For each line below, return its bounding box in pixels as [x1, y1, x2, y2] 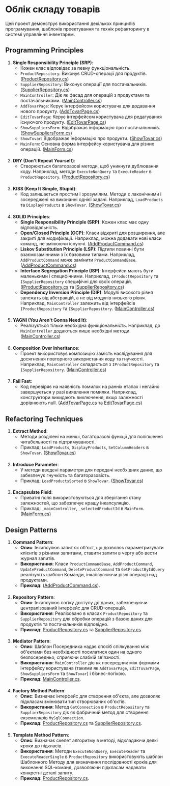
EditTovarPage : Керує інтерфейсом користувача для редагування [20, 114, 162, 120]
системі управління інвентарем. [5, 31, 75, 37]
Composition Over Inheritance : [12, 345, 80, 351]
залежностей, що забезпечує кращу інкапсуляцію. [20, 500, 130, 506]
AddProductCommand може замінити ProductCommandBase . [20, 257, 137, 263]
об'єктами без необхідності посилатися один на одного [20, 649, 142, 655]
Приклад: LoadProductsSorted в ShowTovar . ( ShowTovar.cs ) [20, 478, 144, 484]
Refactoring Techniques [5, 414, 83, 423]
